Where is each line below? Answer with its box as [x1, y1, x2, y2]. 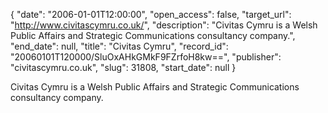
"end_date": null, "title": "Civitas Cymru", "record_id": [10, 40, 229, 52]
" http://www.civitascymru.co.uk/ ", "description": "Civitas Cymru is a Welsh [10, 19, 318, 31]
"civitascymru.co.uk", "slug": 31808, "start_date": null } [10, 62, 237, 73]
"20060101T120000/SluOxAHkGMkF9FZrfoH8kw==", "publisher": [10, 51, 282, 63]
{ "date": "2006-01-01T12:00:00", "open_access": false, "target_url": [10, 9, 292, 20]
